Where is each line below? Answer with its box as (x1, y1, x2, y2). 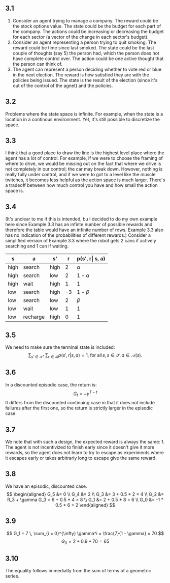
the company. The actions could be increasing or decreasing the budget (12, 28, 164, 35)
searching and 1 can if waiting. (5, 243, 69, 249)
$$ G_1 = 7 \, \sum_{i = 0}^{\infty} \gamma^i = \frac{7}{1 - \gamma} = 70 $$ (7, 530, 164, 536)
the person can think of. (12, 61, 62, 67)
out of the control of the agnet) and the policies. (12, 82, 113, 89)
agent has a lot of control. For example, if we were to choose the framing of (5, 155, 163, 161)
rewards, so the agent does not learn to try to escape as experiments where (5, 449, 164, 455)
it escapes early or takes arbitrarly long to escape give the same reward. (5, 455, 157, 461)
